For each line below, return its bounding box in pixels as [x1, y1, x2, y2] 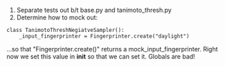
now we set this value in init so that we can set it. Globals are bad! [6, 52, 195, 60]
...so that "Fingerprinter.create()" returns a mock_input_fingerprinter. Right [6, 45, 219, 53]
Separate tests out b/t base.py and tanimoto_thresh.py [16, 6, 172, 14]
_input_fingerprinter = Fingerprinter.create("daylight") [19, 33, 190, 40]
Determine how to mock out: [16, 13, 98, 22]
